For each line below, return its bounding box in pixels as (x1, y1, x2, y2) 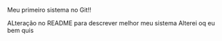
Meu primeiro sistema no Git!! (7, 6, 92, 14)
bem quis (7, 27, 34, 34)
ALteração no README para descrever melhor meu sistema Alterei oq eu (7, 19, 215, 27)
